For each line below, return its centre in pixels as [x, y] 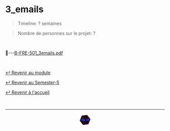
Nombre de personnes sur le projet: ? [56, 33]
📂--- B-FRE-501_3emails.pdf [34, 53]
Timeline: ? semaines [39, 23]
